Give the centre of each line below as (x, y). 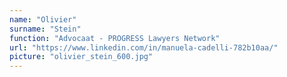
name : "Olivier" (43, 19)
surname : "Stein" (45, 29)
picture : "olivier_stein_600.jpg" (81, 57)
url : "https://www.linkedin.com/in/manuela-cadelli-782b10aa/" (144, 47)
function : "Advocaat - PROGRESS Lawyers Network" (115, 38)
